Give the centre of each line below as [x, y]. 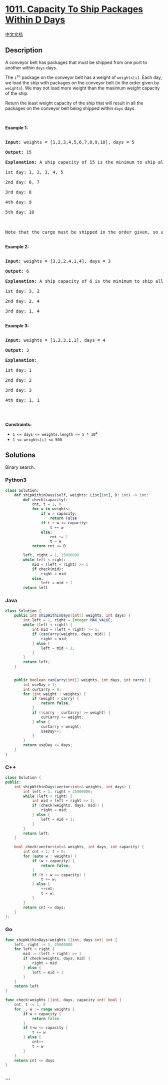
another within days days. [31, 67]
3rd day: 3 [18, 390]
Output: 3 [17, 350]
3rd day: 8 [18, 192]
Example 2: [17, 246]
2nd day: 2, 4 [22, 301]
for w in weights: [51, 509]
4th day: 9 [18, 202]
